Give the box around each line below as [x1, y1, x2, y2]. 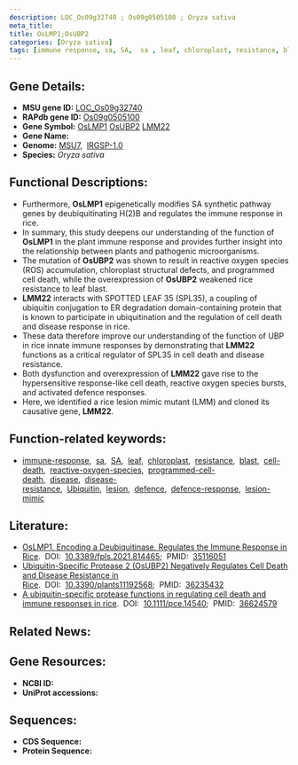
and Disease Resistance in [21, 570, 119, 581]
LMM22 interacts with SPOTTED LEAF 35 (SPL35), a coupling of [21, 293, 258, 303]
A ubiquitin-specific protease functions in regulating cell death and [21, 589, 267, 599]
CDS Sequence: [21, 737, 82, 747]
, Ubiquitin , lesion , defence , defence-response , [60, 483, 241, 494]
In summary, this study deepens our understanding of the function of [21, 227, 275, 238]
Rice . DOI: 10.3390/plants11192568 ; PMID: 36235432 [21, 580, 224, 590]
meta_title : [9, 21, 53, 30]
